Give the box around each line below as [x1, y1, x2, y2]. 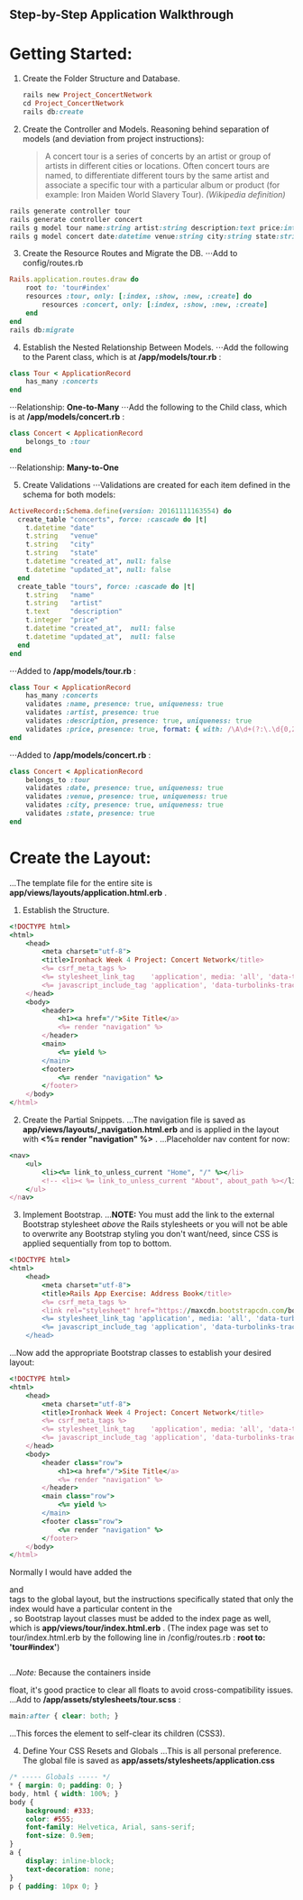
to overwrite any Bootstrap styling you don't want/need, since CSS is [22, 1229, 279, 1240]
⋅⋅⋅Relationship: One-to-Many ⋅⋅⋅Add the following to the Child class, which [9, 401, 288, 413]
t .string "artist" [25, 599, 103, 608]
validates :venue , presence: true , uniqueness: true [25, 792, 228, 801]
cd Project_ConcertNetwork [22, 99, 124, 108]
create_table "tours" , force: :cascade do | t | [17, 582, 196, 591]
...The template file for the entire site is [9, 877, 153, 888]
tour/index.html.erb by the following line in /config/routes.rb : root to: [9, 1632, 266, 1643]
